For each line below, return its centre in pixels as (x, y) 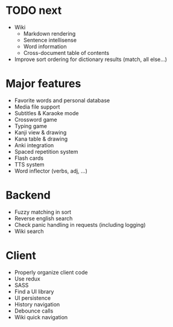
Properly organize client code (51, 272)
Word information (45, 46)
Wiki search (29, 231)
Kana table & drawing (41, 139)
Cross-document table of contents (66, 52)
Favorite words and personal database (62, 100)
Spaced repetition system (46, 151)
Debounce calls (34, 311)
